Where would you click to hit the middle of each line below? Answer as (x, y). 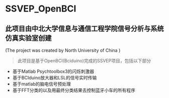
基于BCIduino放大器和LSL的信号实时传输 (55, 78)
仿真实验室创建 (28, 38)
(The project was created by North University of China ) (63, 50)
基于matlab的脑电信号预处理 (42, 84)
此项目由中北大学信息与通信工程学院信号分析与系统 (84, 28)
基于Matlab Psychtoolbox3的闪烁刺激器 (53, 71)
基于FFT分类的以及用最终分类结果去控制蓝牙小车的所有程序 (74, 90)
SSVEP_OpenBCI (41, 9)
